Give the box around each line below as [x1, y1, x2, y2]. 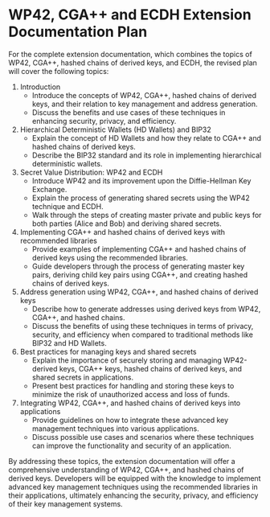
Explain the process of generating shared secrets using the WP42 [31, 193, 251, 203]
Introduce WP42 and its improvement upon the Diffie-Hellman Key [31, 175, 252, 186]
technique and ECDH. [31, 201, 104, 211]
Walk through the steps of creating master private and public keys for [31, 210, 262, 220]
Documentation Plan [8, 23, 148, 41]
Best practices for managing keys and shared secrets [19, 347, 197, 356]
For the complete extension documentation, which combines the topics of [8, 49, 253, 59]
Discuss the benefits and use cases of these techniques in [31, 107, 226, 117]
